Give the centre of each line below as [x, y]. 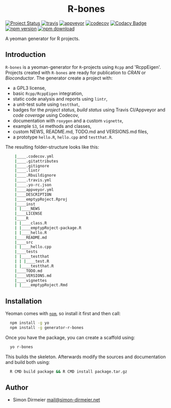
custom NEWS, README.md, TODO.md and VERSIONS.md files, [80, 131]
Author [17, 387]
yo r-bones [22, 347]
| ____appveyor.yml [34, 190]
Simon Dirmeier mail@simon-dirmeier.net [56, 400]
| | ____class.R [31, 223]
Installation [24, 301]
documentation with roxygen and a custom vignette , [68, 121]
